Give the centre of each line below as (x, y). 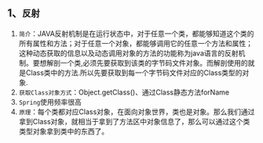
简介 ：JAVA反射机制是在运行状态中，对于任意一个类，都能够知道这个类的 (136, 34)
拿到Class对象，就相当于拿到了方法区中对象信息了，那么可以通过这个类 (134, 121)
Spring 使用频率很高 (50, 102)
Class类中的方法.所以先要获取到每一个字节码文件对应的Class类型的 (134, 73)
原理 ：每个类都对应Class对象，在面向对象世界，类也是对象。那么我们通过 (137, 112)
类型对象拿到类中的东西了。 (64, 131)
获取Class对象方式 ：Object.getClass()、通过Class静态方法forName (124, 92)
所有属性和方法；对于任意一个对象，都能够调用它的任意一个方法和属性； (135, 43)
